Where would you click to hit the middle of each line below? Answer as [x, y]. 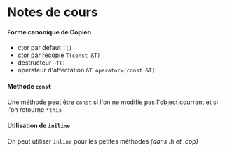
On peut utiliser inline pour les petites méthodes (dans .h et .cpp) [103, 141]
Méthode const [29, 86]
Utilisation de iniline [39, 126]
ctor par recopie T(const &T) [59, 55]
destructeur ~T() [41, 63]
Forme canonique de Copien [49, 32]
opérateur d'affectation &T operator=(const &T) [86, 70]
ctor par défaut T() [45, 48]
